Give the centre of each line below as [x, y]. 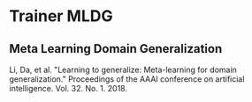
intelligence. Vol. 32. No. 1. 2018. [69, 88]
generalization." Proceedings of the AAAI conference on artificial [127, 79]
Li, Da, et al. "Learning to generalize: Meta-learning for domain [123, 69]
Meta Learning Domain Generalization [116, 49]
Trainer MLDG [61, 16]
